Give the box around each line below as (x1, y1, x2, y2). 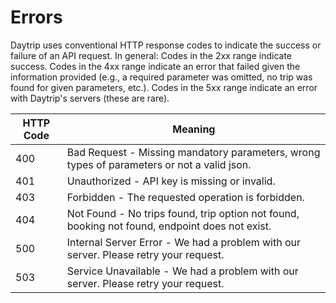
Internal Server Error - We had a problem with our (66, 235, 302, 249)
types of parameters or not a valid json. (66, 157, 252, 171)
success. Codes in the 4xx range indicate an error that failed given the (10, 60, 301, 72)
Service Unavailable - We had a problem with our (66, 264, 299, 278)
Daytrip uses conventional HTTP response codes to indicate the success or (10, 39, 322, 51)
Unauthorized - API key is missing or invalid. (66, 174, 276, 188)
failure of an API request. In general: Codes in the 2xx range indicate (10, 49, 293, 61)
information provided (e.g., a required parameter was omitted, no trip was (10, 71, 313, 83)
